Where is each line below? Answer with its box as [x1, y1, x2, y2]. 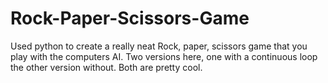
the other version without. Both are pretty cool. [10, 61, 203, 73]
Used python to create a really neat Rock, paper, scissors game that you [10, 40, 308, 52]
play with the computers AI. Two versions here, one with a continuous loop [10, 50, 318, 62]
